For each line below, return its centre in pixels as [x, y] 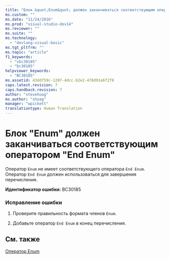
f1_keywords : [19, 57]
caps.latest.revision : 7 [31, 85]
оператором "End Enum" [60, 155]
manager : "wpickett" [27, 104]
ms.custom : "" [20, 15]
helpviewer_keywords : [28, 71]
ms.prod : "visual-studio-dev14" [39, 24]
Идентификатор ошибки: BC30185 [43, 189]
